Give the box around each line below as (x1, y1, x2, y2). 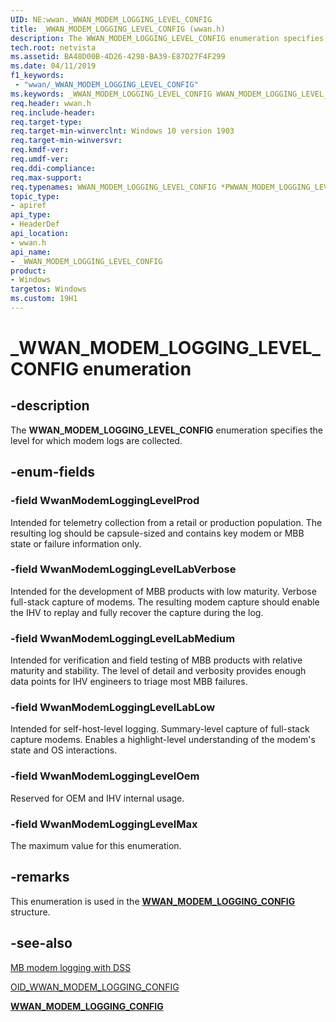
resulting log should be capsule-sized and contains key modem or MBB (10, 527, 305, 539)
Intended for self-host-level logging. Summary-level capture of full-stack (10, 723, 310, 735)
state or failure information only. (10, 537, 142, 550)
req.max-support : (10, 172, 83, 183)
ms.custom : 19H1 (10, 294, 78, 304)
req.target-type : (10, 117, 83, 127)
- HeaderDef (10, 219, 60, 230)
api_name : (10, 247, 52, 257)
